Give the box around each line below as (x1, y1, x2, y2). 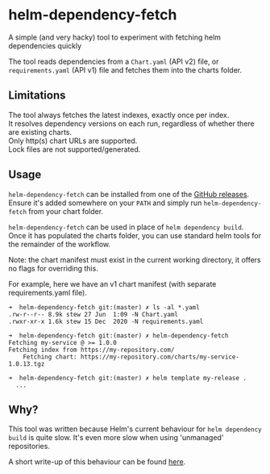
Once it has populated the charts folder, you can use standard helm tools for (8, 230, 262, 240)
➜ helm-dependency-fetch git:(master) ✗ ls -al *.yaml (8, 303, 200, 312)
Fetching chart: (23, 353, 78, 361)
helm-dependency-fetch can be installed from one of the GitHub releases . (8, 189, 250, 199)
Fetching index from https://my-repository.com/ (8, 346, 175, 354)
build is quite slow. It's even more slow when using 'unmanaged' (8, 433, 224, 443)
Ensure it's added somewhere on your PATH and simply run (8, 198, 202, 208)
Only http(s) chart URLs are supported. (8, 136, 138, 145)
